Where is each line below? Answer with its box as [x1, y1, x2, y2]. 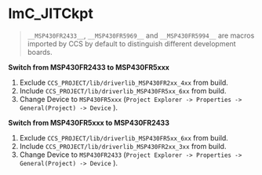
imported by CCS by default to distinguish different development [27, 38, 237, 48]
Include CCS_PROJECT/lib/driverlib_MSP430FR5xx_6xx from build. [19, 86, 227, 95]
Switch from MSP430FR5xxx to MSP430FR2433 [8, 118, 170, 127]
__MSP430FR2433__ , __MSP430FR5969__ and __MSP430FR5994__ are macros [27, 31, 255, 40]
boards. [27, 47, 53, 57]
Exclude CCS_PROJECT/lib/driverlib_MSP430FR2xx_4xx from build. [19, 78, 229, 87]
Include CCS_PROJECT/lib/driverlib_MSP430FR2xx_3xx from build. [19, 141, 227, 151]
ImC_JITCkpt [8, 5, 94, 23]
